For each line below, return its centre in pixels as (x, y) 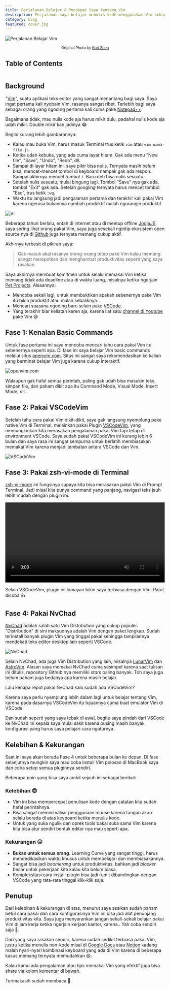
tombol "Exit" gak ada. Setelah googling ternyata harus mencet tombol (86, 187)
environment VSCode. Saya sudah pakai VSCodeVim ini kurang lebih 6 (79, 436)
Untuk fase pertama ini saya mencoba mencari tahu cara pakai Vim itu (78, 345)
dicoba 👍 (15, 595)
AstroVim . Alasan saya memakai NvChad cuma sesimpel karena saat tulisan (84, 667)
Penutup (19, 896)
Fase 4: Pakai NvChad (41, 613)
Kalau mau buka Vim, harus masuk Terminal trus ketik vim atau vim (81, 144)
